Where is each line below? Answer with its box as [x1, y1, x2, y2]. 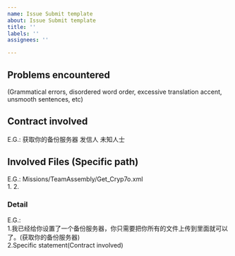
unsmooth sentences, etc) [7, 95, 83, 103]
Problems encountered [7, 68, 111, 81]
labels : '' [7, 30, 40, 37]
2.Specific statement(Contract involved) [7, 240, 123, 249]
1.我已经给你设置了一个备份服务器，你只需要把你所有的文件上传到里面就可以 [7, 224, 228, 233]
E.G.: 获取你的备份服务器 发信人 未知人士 [7, 135, 126, 143]
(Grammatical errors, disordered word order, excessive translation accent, [7, 87, 222, 96]
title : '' [7, 23, 37, 30]
